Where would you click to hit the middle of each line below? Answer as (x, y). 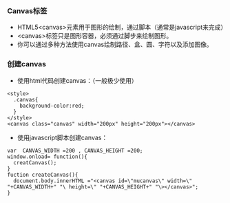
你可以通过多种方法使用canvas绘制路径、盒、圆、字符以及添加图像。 (115, 45)
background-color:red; (52, 106)
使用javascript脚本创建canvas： (62, 137)
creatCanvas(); (35, 163)
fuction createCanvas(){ (43, 175)
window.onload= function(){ (48, 157)
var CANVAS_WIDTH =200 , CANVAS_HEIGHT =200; (75, 151)
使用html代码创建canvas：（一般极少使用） (77, 80)
